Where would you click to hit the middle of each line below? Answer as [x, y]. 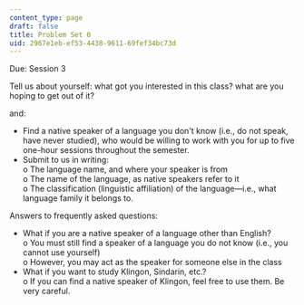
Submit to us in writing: [65, 160]
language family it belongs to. [78, 198]
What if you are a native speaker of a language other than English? [147, 234]
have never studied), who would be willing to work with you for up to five [158, 140]
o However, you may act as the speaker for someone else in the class [152, 262]
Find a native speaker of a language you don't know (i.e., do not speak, [155, 131]
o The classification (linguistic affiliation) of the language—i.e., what [149, 189]
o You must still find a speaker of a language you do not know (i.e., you [155, 243]
